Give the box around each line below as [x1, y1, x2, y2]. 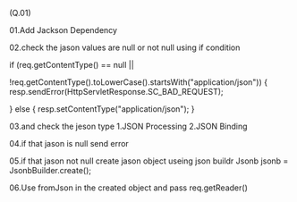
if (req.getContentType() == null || [9, 60, 134, 70]
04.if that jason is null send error [9, 139, 130, 148]
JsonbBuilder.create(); [9, 165, 92, 175]
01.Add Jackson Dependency [9, 25, 118, 35]
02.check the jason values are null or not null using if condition [9, 42, 241, 53]
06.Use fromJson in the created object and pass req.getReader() [9, 182, 248, 193]
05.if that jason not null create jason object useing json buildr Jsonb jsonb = [9, 156, 289, 166]
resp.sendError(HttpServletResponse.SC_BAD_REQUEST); [9, 87, 224, 97]
